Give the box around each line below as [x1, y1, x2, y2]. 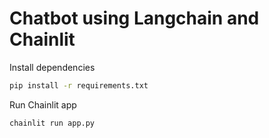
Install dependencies [9, 61, 96, 73]
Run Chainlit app [9, 98, 77, 111]
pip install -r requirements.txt [9, 80, 149, 91]
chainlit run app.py [9, 118, 96, 128]
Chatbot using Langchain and [9, 7, 260, 30]
